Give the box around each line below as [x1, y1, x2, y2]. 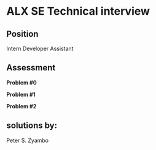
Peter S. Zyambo [6, 137, 49, 144]
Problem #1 [6, 91, 36, 98]
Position [6, 29, 39, 39]
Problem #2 [6, 102, 37, 110]
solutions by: [6, 121, 57, 131]
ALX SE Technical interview [6, 4, 150, 18]
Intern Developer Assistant [6, 45, 74, 52]
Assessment [6, 62, 56, 73]
